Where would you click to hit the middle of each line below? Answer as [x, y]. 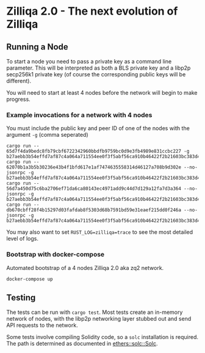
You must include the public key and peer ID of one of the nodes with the [98, 128]
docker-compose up [30, 279]
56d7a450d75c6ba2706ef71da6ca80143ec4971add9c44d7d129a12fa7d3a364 [94, 189]
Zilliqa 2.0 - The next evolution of [92, 11]
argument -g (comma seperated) [47, 135]
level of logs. [22, 239]
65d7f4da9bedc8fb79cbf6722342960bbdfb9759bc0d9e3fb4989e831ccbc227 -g [98, 151]
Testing [21, 297]
